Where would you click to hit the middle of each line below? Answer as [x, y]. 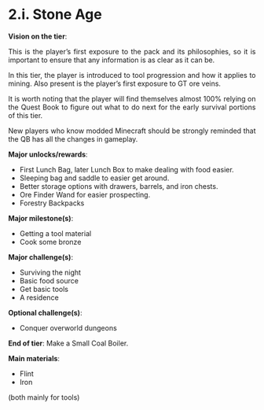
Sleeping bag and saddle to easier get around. [94, 178]
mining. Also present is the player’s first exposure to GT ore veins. [115, 83]
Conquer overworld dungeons [68, 327]
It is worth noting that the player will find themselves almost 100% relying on [132, 98]
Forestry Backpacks [52, 203]
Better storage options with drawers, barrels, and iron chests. [119, 186]
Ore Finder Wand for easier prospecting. [85, 194]
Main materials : [34, 358]
